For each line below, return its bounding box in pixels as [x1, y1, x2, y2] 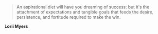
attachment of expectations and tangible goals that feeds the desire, [16, 9, 154, 15]
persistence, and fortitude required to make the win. [16, 14, 121, 20]
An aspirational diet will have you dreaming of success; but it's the [16, 4, 150, 10]
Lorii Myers [4, 23, 28, 29]
